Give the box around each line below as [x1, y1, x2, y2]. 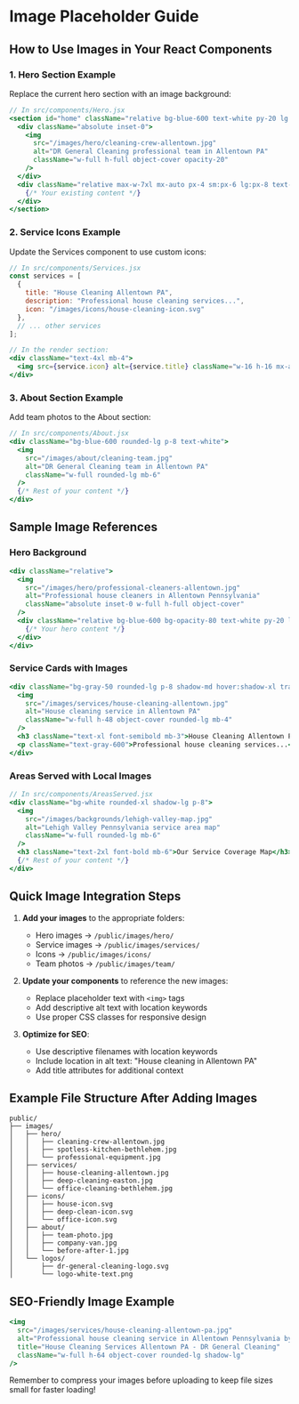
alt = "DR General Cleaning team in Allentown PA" [25, 462, 209, 471]
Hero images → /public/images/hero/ [35, 930, 174, 940]
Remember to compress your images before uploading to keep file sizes [9, 1375, 273, 1385]
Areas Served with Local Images [9, 770, 152, 782]
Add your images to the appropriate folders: [21, 912, 185, 923]
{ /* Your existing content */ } [25, 189, 141, 198]
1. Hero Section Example [9, 69, 116, 81]
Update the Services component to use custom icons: [9, 246, 206, 257]
